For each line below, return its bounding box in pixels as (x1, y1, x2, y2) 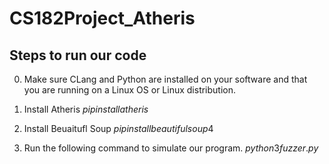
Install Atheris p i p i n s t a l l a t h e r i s (23, 103, 149, 115)
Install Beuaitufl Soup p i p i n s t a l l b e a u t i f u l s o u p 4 (23, 123, 214, 134)
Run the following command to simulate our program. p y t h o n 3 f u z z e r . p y (23, 142, 319, 154)
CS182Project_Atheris (9, 7, 196, 30)
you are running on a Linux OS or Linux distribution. (23, 84, 237, 96)
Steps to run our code (9, 47, 147, 64)
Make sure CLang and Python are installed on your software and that (23, 73, 308, 85)
